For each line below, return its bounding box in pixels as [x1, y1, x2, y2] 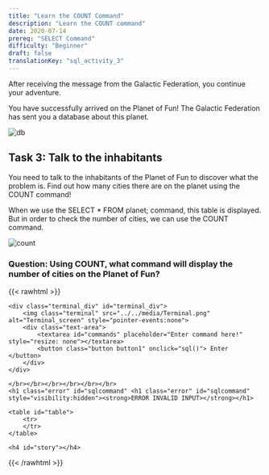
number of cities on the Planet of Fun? [8, 268, 160, 280]
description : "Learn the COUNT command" [8, 19, 147, 27]
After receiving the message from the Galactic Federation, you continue [8, 78, 246, 89]
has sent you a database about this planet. [8, 111, 149, 121]
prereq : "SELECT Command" [8, 34, 95, 43]
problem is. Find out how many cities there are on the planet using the [8, 181, 240, 191]
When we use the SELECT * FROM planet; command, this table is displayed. [8, 205, 262, 215]
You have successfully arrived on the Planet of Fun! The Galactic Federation [8, 103, 260, 113]
